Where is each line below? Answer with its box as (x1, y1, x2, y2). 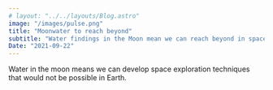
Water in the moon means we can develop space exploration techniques (8, 64, 250, 74)
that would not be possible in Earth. (8, 73, 128, 83)
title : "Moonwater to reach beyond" (8, 27, 132, 35)
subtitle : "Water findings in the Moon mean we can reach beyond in (8, 34, 245, 43)
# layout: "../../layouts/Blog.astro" (8, 11, 140, 20)
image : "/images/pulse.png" (8, 19, 104, 28)
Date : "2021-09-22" (8, 42, 75, 50)
